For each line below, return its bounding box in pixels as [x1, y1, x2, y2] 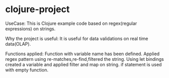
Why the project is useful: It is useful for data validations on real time [5, 35, 148, 42]
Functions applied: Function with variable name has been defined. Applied [5, 51, 160, 57]
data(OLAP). [5, 41, 31, 47]
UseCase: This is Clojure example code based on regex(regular [5, 20, 138, 26]
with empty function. [5, 67, 49, 73]
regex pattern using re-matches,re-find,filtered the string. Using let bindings [5, 56, 164, 62]
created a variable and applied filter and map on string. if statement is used [5, 61, 162, 67]
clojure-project [5, 4, 70, 15]
